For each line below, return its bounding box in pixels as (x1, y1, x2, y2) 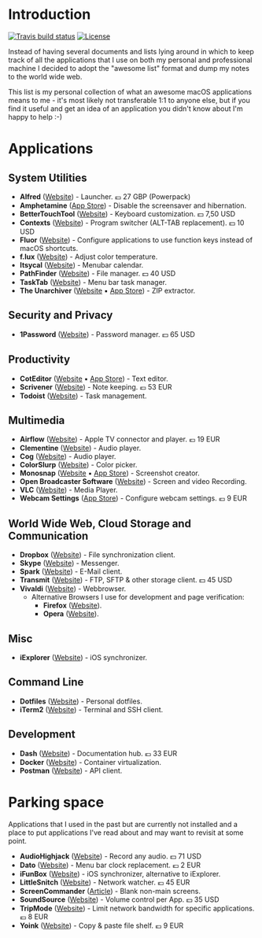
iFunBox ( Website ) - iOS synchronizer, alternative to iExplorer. (19, 869, 221, 878)
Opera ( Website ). (42, 609, 100, 619)
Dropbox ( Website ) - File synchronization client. (19, 550, 175, 559)
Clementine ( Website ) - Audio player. (19, 443, 142, 453)
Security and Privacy (8, 308, 113, 322)
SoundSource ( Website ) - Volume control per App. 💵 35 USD (19, 895, 220, 904)
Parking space (8, 793, 105, 811)
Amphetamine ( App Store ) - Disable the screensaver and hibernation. (19, 201, 247, 210)
